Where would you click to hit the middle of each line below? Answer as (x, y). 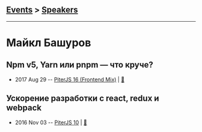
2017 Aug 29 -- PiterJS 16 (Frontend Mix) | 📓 (70, 79)
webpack (24, 108)
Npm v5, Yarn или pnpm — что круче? (80, 65)
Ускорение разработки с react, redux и (83, 99)
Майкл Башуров (49, 43)
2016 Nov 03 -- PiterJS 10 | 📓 (51, 122)
